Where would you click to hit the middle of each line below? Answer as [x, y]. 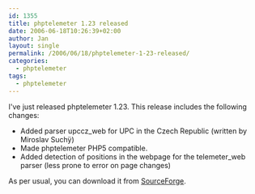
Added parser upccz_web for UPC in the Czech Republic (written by [134, 131]
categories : [28, 61]
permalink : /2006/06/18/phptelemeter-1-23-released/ [99, 53]
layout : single [34, 46]
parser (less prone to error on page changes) [96, 165]
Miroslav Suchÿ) [47, 139]
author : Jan [28, 38]
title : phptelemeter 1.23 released [68, 23]
